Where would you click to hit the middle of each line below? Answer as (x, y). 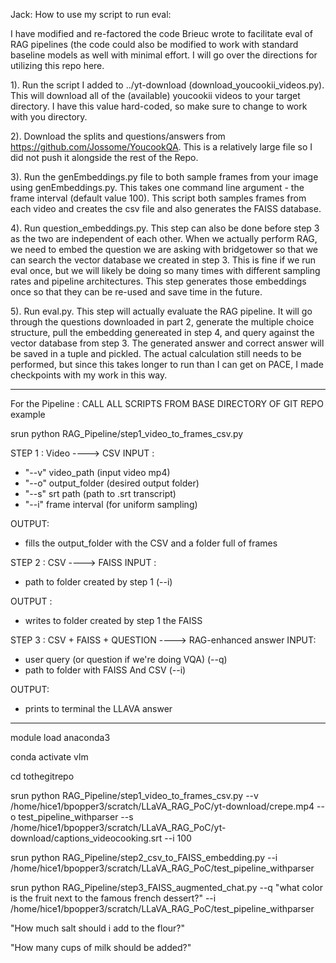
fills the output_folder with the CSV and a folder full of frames (151, 543)
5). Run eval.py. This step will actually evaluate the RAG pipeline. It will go (161, 311)
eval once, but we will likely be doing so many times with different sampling (165, 270)
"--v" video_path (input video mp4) (97, 472)
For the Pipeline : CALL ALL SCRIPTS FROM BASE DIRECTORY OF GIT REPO (167, 403)
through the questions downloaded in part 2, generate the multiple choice (162, 322)
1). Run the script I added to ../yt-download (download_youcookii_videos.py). (167, 85)
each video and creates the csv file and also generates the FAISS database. (166, 208)
